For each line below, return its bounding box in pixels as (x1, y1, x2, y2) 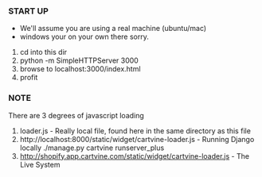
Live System (19, 160, 61, 169)
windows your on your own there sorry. (19, 32, 149, 41)
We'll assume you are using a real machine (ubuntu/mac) (19, 24, 207, 33)
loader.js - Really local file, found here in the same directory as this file (19, 125, 251, 136)
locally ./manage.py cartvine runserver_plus (19, 143, 165, 152)
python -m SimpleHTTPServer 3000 (19, 56, 139, 65)
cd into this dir (19, 48, 68, 57)
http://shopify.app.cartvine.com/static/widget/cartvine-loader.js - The (19, 151, 249, 160)
